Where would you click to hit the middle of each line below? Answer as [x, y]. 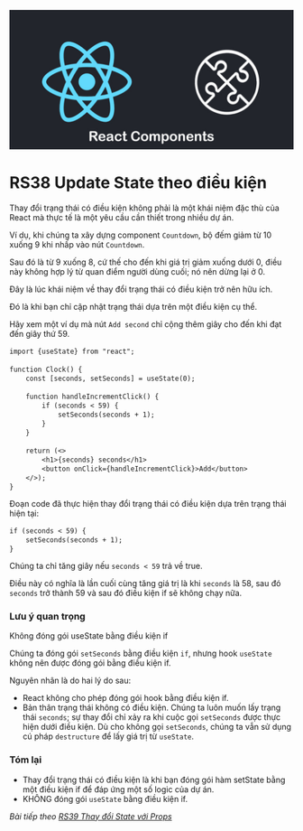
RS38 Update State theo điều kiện [138, 183]
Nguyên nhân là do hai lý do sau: [70, 681]
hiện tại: [24, 514]
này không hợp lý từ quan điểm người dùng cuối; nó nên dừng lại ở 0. [138, 272]
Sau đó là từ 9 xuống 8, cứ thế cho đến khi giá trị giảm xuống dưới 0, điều [146, 262]
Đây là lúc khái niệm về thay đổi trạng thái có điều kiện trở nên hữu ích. [141, 289]
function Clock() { [46, 370]
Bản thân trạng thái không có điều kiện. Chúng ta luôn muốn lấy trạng [151, 708]
